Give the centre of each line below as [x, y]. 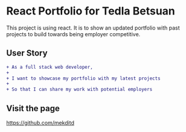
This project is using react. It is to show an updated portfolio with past [93, 28]
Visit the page [33, 108]
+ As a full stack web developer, [50, 67]
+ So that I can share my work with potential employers [79, 90]
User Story [27, 53]
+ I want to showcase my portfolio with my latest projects [84, 78]
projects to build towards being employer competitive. [73, 34]
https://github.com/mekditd [40, 122]
